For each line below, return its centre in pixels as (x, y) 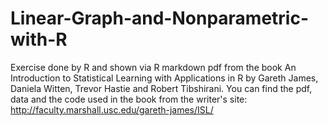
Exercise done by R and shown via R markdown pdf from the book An (153, 67)
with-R (39, 39)
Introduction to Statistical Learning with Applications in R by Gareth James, (164, 78)
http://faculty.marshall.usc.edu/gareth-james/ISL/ (112, 109)
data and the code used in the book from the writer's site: (129, 99)
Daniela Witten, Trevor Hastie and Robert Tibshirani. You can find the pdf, (161, 88)
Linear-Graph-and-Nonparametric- (160, 18)
